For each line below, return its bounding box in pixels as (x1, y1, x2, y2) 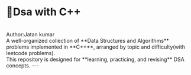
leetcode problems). (6, 49, 56, 56)
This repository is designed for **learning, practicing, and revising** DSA (6, 56, 184, 63)
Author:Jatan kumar (6, 30, 55, 37)
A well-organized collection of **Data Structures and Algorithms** (6, 37, 170, 44)
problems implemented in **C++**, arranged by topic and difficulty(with (6, 43, 185, 50)
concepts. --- (6, 62, 40, 69)
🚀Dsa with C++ (6, 5, 81, 19)
